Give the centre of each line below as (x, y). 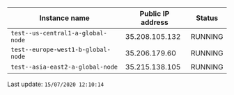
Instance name (65, 18)
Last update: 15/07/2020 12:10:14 (56, 84)
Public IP (155, 14)
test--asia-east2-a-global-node (64, 67)
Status (207, 18)
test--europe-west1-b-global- (61, 50)
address (154, 22)
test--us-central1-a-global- (59, 33)
